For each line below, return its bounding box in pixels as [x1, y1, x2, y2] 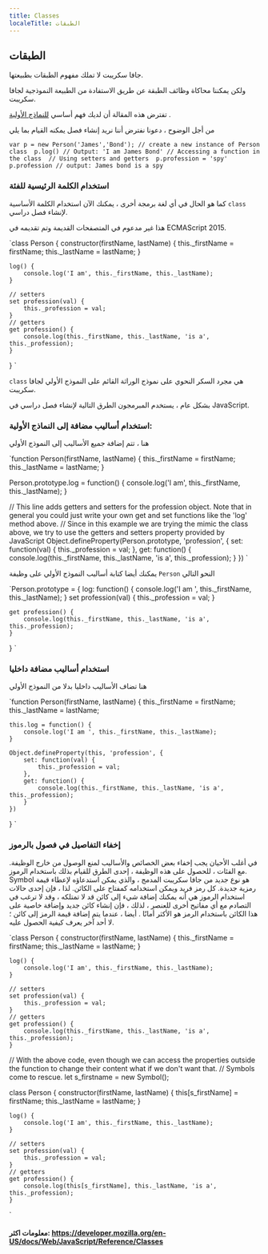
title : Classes [9, 11, 60, 20]
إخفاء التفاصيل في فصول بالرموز [9, 839, 121, 851]
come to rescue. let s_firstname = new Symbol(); [9, 1072, 170, 1082]
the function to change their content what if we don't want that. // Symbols [9, 1063, 255, 1073]
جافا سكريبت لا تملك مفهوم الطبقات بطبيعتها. [9, 70, 143, 80]
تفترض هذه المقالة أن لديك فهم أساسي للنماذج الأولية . [9, 110, 171, 119]
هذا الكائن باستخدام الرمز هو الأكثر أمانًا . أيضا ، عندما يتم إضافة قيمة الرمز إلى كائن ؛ [9, 908, 258, 918]
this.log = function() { [9, 721, 92, 730]
